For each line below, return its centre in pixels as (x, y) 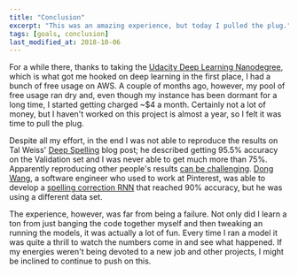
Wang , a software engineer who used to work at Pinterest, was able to (137, 179)
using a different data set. (56, 197)
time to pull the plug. (47, 124)
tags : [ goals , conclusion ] (59, 34)
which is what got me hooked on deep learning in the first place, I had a (140, 77)
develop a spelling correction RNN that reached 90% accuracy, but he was (146, 187)
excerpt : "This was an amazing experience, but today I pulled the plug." (150, 26)
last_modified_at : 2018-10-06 (65, 42)
